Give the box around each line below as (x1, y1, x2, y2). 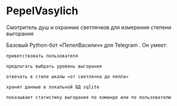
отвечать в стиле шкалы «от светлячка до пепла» (6, 73, 129, 79)
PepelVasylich (6, 4, 78, 18)
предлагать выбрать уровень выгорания (6, 63, 102, 69)
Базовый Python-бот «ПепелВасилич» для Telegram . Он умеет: (6, 41, 168, 49)
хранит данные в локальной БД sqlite (6, 84, 100, 90)
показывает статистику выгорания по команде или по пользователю (6, 94, 171, 100)
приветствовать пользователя (6, 53, 78, 59)
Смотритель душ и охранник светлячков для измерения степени (6, 24, 172, 31)
